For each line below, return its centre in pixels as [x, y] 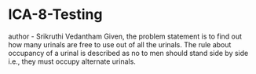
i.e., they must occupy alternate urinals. [72, 61]
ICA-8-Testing [55, 15]
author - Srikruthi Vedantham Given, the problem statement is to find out [125, 36]
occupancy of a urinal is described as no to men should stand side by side [128, 53]
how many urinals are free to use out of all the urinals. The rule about [120, 44]
